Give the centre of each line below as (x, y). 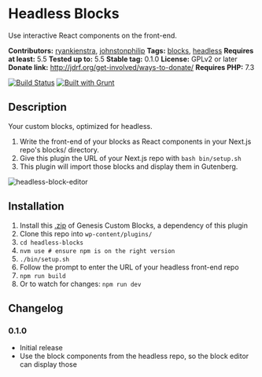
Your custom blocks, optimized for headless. (80, 126)
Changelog (36, 308)
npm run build (42, 276)
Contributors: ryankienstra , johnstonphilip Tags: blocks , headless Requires (131, 50)
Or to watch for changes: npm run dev (80, 284)
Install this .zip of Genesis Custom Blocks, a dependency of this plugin (133, 225)
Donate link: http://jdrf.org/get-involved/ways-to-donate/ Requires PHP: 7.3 (131, 67)
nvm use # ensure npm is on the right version (97, 251)
